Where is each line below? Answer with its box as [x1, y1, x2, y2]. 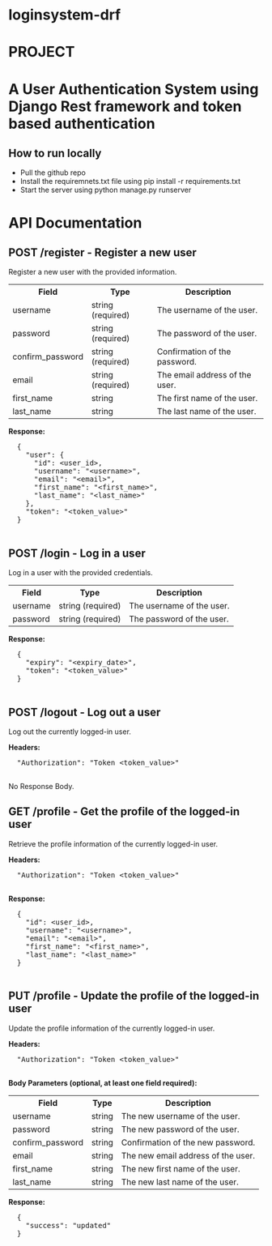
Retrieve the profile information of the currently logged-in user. [8, 838, 219, 848]
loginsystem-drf [8, 6, 121, 24]
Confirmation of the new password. [121, 1137, 256, 1148]
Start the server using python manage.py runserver [19, 185, 192, 195]
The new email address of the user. [121, 1150, 256, 1161]
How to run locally [8, 146, 102, 160]
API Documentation [8, 213, 142, 232]
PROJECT [8, 43, 75, 62]
